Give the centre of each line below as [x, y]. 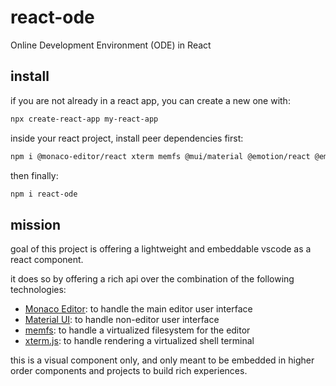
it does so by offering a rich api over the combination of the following [152, 279]
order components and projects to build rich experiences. [129, 371]
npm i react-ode [44, 194]
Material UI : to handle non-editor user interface [122, 320]
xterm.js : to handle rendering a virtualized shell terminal [139, 341]
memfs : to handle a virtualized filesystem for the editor [137, 330]
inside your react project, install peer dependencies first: [127, 138]
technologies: [38, 290]
